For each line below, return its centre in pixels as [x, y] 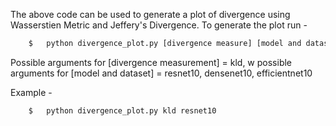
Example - [31, 92]
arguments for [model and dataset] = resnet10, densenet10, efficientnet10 [161, 73]
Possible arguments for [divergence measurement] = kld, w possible [151, 62]
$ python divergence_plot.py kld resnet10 [122, 110]
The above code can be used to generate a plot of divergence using [150, 14]
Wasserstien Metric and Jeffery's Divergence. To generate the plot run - [159, 25]
